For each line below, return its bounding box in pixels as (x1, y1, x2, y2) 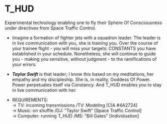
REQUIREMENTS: (12, 96, 48, 103)
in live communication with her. (12, 87, 76, 93)
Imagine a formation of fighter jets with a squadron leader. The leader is (12, 35, 161, 41)
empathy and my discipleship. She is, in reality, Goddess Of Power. (12, 76, 151, 82)
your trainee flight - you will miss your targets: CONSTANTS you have (12, 45, 156, 51)
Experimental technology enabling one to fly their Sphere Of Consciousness (5, 20, 162, 26)
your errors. (12, 61, 37, 67)
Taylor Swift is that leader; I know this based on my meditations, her (12, 71, 154, 77)
